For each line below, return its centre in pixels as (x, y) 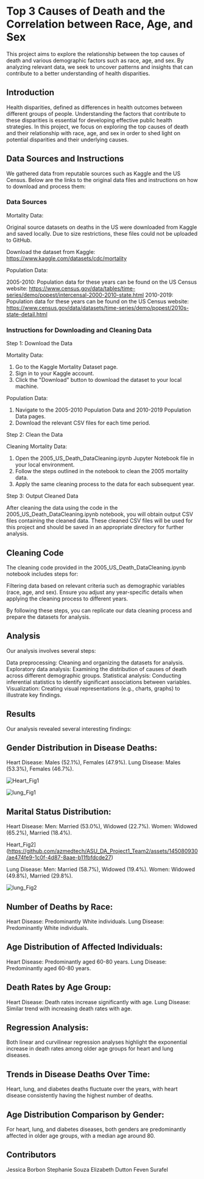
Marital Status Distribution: (59, 811)
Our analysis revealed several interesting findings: (69, 728)
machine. (27, 386)
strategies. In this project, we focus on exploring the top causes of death (97, 127)
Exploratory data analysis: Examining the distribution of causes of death (97, 669)
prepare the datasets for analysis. (48, 617)
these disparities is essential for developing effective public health (89, 120)
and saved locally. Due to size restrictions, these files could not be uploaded (102, 233)
